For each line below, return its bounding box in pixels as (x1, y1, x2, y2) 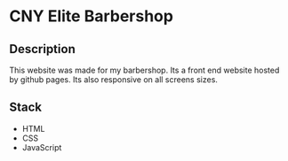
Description (9, 42, 76, 57)
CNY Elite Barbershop (9, 6, 173, 27)
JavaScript (21, 142, 62, 152)
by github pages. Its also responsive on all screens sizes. (9, 74, 218, 85)
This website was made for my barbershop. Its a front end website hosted (9, 65, 280, 75)
